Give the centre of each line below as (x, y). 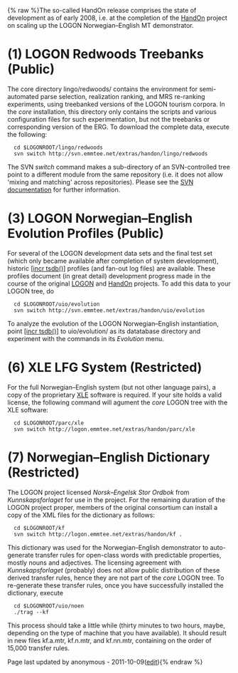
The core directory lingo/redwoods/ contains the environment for (102, 89)
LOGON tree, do (31, 291)
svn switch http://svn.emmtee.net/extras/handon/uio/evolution (109, 310)
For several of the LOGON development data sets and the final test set (110, 253)
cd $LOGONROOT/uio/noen (49, 606)
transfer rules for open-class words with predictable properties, (128, 555)
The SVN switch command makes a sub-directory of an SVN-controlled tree (119, 167)
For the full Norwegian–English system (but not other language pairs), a (112, 387)
